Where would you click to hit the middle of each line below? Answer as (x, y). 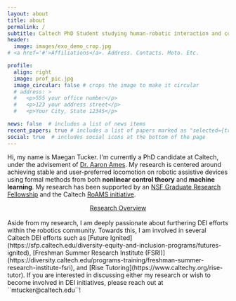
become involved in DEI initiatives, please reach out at (85, 282)
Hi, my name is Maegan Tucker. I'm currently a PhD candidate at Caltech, (113, 157)
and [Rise (90, 267)
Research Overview (118, 208)
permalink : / (26, 27)
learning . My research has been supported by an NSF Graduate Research (114, 187)
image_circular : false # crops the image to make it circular (106, 85)
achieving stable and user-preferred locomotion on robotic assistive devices (118, 172)
